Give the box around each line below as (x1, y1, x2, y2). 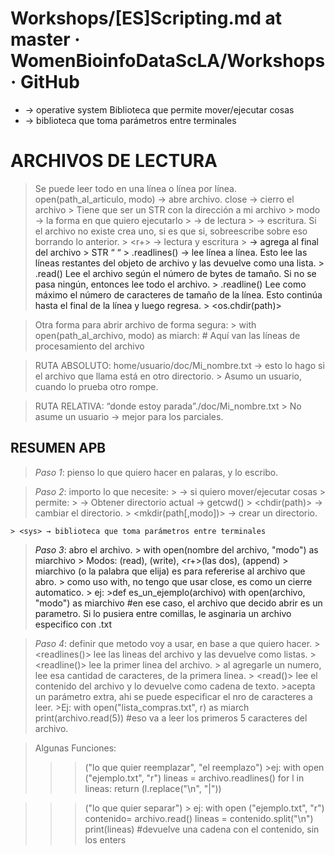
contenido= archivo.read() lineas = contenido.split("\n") (84, 812, 314, 824)
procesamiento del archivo (34, 340, 145, 352)
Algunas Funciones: (34, 742, 117, 754)
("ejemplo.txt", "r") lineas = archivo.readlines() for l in (84, 772, 305, 784)
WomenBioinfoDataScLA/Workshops (10, 50, 326, 72)
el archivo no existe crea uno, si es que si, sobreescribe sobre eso (34, 225, 308, 237)
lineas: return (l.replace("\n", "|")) (84, 782, 222, 794)
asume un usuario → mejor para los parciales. (34, 410, 224, 422)
